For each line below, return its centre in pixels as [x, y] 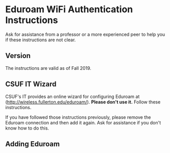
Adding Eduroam [33, 144]
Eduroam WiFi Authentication [69, 9]
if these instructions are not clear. [41, 40]
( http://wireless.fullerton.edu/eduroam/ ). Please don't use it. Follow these [83, 102]
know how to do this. [27, 128]
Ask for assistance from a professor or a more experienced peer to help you [85, 34]
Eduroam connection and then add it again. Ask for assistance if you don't [83, 122]
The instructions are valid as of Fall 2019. [48, 68]
